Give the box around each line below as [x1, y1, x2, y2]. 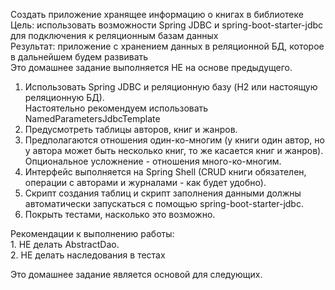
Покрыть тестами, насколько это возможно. [24, 209, 216, 220]
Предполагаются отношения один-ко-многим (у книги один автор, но [24, 134, 325, 146]
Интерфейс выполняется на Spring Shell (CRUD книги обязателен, [24, 166, 307, 178]
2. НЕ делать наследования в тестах [10, 249, 166, 261]
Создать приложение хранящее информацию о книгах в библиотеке [10, 9, 304, 20]
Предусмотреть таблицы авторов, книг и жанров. [24, 124, 238, 135]
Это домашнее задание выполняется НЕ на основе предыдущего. [10, 62, 293, 73]
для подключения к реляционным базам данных [10, 30, 219, 41]
